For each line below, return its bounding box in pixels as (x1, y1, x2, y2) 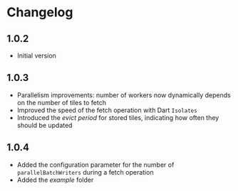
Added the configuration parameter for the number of (16, 160, 175, 169)
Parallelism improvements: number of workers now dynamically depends (16, 90, 231, 99)
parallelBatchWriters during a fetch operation (16, 168, 154, 176)
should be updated (16, 121, 73, 129)
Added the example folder (16, 175, 94, 184)
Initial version (16, 51, 56, 60)
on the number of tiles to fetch (16, 98, 106, 107)
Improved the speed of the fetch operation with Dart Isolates (16, 106, 197, 114)
